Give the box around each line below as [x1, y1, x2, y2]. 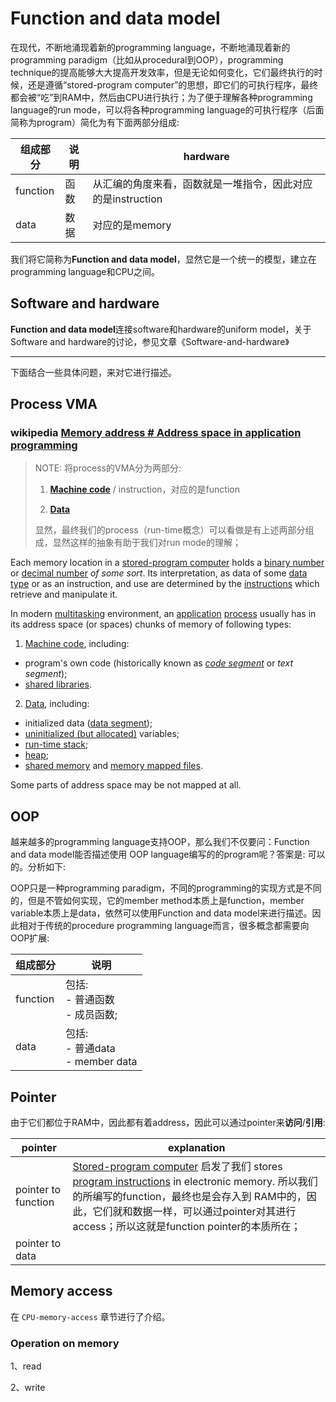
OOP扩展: [10, 932, 50, 944]
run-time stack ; [24, 738, 89, 751]
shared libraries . [24, 678, 92, 691]
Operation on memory [10, 1336, 120, 1350]
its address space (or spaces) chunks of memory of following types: [10, 618, 292, 631]
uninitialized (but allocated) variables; [24, 728, 180, 740]
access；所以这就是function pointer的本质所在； [72, 1220, 302, 1234]
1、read [10, 1360, 42, 1372]
